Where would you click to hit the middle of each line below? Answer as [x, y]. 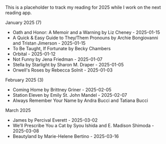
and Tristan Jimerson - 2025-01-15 [49, 43]
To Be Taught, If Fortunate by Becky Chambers [61, 48]
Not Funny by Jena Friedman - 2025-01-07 [57, 59]
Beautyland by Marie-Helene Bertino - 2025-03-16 [66, 136]
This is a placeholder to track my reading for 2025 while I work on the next [83, 7]
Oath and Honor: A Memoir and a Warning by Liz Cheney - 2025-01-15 [86, 32]
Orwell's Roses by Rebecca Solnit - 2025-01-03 [62, 70]
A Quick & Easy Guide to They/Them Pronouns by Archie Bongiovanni [85, 38]
